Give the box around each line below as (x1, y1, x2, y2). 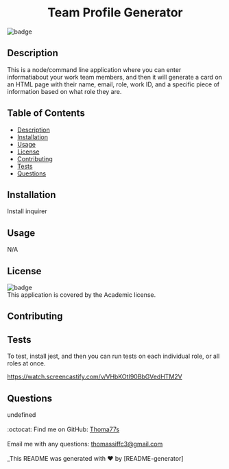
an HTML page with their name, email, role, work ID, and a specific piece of (7, 80, 220, 88)
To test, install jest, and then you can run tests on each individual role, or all (7, 352, 220, 361)
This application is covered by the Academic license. (7, 291, 156, 299)
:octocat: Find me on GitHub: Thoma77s (7, 425, 120, 433)
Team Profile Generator (47, 5, 183, 21)
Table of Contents (7, 108, 86, 119)
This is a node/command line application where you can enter (7, 65, 182, 73)
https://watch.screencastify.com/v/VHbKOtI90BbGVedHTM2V (7, 372, 183, 381)
